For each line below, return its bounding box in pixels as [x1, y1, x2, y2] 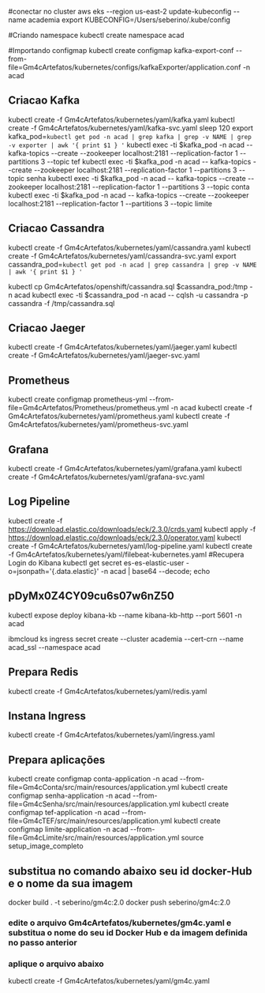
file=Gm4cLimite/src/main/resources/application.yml [8, 833, 180, 843]
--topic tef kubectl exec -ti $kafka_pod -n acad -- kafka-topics [47, 157, 252, 166]
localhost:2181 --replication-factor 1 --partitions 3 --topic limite [8, 198, 213, 208]
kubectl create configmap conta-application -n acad [8, 774, 178, 783]
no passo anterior [8, 937, 77, 948]
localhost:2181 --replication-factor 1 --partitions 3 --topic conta [44, 182, 250, 191]
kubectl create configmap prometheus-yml [8, 395, 147, 404]
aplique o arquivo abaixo [8, 958, 104, 969]
